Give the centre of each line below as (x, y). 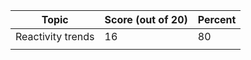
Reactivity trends (55, 36)
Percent (217, 19)
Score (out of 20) (146, 19)
